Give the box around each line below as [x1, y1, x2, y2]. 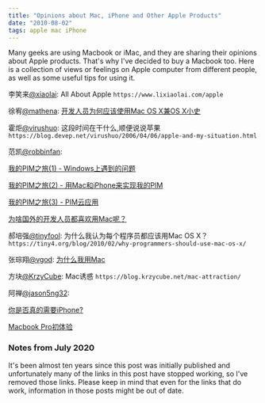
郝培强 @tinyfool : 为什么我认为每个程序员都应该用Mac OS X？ [8, 231, 209, 241]
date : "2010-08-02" [8, 19, 73, 27]
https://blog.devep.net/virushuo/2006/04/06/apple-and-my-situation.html [8, 132, 258, 140]
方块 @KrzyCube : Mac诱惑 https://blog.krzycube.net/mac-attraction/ [8, 272, 241, 281]
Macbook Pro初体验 [8, 322, 73, 332]
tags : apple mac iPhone [8, 26, 87, 34]
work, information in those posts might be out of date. [8, 386, 184, 395]
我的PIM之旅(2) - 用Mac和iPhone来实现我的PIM [8, 181, 163, 190]
